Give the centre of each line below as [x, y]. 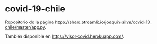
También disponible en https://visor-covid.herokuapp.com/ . [65, 36]
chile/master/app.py [25, 27]
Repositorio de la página [29, 22]
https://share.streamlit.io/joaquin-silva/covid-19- [103, 22]
